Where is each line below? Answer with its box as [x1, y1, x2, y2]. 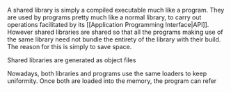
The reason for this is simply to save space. [7, 43, 132, 50]
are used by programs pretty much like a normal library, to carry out [7, 13, 202, 21]
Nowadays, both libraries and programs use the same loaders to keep [7, 69, 207, 77]
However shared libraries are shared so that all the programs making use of [7, 28, 224, 36]
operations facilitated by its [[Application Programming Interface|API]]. [7, 21, 209, 28]
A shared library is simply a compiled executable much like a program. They [7, 6, 225, 14]
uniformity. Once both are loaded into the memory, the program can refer [7, 77, 217, 85]
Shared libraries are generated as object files [7, 56, 136, 64]
